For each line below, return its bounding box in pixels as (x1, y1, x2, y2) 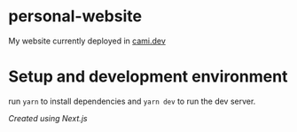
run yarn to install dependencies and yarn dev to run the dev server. (8, 96, 256, 106)
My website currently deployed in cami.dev (8, 35, 166, 46)
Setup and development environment (8, 66, 288, 87)
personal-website (8, 6, 143, 27)
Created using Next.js (8, 113, 88, 123)
